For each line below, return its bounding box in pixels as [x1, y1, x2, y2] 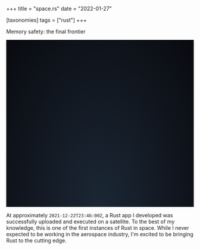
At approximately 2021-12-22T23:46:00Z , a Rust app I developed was [6, 212, 173, 219]
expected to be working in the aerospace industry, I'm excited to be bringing [6, 231, 193, 238]
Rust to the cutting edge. [6, 237, 67, 244]
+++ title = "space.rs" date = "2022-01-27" [6, 5, 112, 12]
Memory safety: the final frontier [6, 28, 86, 35]
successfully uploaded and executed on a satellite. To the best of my [6, 218, 175, 225]
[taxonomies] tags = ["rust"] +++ [6, 17, 87, 23]
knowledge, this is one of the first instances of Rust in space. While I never [6, 224, 189, 231]
